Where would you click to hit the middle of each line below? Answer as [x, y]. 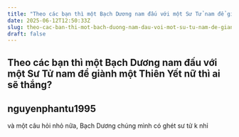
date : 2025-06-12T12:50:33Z [49, 21]
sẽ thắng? [30, 85]
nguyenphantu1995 [52, 109]
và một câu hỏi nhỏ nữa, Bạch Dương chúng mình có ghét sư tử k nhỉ [108, 126]
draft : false [27, 34]
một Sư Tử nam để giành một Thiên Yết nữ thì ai [114, 73]
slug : [15, 27]
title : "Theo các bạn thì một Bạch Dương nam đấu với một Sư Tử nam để [116, 14]
